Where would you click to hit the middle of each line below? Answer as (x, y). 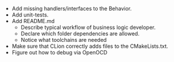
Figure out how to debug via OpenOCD (60, 52)
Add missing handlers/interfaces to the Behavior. (72, 9)
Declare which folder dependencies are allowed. (80, 34)
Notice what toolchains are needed (64, 40)
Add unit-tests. (30, 15)
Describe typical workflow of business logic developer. (88, 27)
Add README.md (33, 21)
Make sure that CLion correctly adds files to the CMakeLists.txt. (90, 46)
